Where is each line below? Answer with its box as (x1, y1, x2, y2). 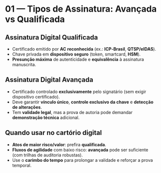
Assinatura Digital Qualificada (5, 33, 98, 41)
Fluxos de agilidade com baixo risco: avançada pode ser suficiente (12, 147, 149, 153)
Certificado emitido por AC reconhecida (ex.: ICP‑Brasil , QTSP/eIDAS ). (12, 46, 156, 52)
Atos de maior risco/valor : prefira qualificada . (12, 141, 106, 147)
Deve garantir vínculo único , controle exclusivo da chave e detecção (12, 99, 154, 105)
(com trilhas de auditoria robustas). (12, 152, 83, 158)
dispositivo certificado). (12, 94, 60, 99)
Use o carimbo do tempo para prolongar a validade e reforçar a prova (12, 157, 153, 163)
